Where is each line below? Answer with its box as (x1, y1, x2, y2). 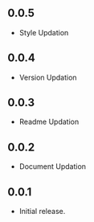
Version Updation (18, 72, 77, 82)
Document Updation (18, 162, 86, 171)
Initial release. (18, 207, 66, 216)
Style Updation (18, 27, 69, 37)
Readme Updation (18, 117, 80, 127)
